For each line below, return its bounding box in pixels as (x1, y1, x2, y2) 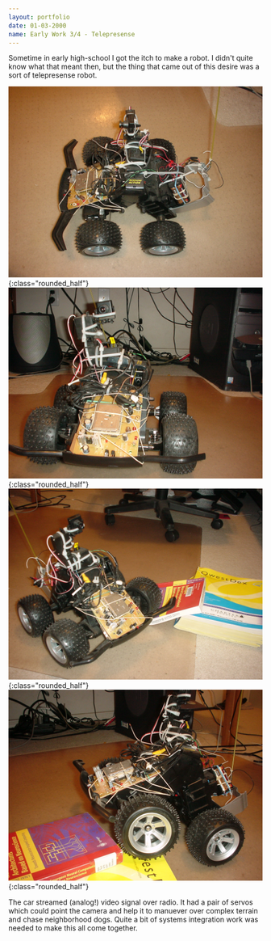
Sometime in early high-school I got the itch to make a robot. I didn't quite (8, 53, 253, 63)
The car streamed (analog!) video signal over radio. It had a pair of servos (8, 897, 253, 907)
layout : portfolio (8, 13, 70, 21)
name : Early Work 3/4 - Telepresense (8, 30, 135, 38)
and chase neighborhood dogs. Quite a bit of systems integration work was (8, 914, 259, 925)
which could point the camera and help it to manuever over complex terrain (8, 906, 258, 916)
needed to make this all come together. (8, 923, 139, 933)
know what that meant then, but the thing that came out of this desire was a (8, 61, 260, 72)
